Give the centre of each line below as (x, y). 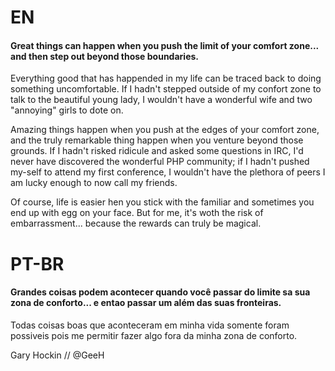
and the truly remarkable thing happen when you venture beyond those (157, 140)
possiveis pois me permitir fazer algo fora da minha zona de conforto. (154, 335)
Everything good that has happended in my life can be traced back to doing (166, 78)
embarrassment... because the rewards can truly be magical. (136, 223)
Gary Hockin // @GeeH (57, 355)
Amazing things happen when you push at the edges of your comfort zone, (165, 130)
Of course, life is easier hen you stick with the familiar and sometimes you (162, 202)
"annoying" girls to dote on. (67, 110)
